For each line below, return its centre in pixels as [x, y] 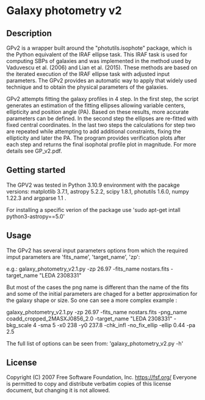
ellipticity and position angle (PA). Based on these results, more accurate [98, 112]
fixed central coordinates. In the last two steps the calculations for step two [101, 125]
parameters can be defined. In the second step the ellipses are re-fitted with [102, 118]
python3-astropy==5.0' [36, 216]
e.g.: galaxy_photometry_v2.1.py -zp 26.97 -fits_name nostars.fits [88, 269]
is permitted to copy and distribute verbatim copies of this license [89, 384]
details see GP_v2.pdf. [34, 151]
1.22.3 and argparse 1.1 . [36, 198]
